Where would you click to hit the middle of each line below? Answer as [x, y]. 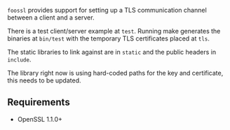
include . [19, 59]
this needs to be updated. [45, 80]
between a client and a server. [51, 17]
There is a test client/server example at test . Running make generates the [114, 31]
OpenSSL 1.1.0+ [40, 119]
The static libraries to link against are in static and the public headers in [111, 52]
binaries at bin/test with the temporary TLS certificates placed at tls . [109, 38]
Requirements [39, 102]
